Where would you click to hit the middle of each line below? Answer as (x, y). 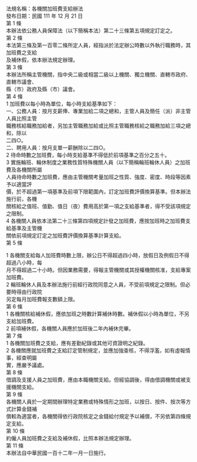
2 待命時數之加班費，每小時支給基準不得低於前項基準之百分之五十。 (88, 155)
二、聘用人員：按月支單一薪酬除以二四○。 (57, 148)
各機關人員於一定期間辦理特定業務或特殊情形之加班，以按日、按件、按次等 (96, 402)
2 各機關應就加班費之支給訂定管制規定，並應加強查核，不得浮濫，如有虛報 (96, 350)
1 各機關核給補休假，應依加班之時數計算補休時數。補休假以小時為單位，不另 (98, 314)
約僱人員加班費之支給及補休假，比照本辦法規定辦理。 (70, 438)
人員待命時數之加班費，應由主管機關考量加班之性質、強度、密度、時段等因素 (98, 177)
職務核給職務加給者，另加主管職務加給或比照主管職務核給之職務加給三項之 (96, 126)
